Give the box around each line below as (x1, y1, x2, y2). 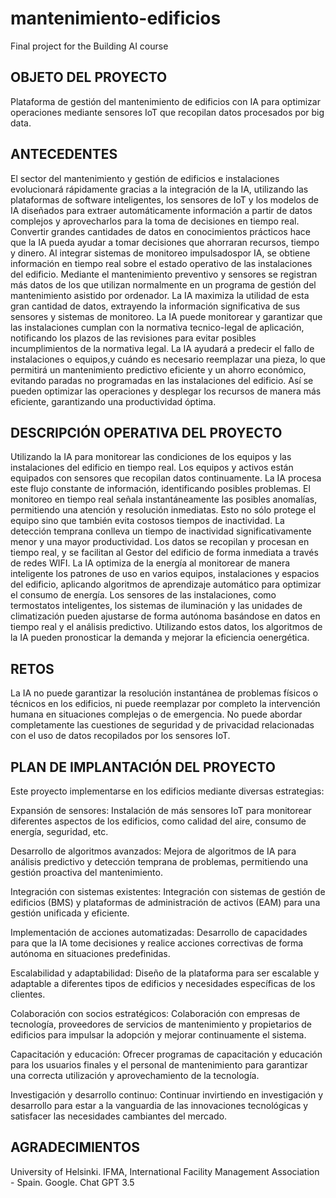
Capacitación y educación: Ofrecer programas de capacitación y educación (10, 1048, 323, 1060)
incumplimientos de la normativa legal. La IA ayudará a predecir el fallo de (10, 342, 315, 354)
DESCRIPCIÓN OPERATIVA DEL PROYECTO (10, 424, 283, 441)
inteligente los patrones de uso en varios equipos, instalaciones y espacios (10, 568, 320, 580)
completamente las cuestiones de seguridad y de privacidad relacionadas (10, 719, 315, 731)
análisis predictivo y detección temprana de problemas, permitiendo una (10, 856, 309, 867)
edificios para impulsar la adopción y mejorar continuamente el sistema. (10, 1029, 307, 1041)
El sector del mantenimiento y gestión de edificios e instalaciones (10, 172, 280, 184)
